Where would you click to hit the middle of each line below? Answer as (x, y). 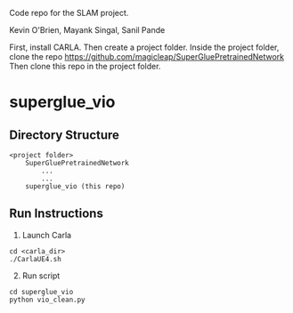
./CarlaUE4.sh (36, 259)
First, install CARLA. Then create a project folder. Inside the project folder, (144, 47)
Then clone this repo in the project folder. (85, 66)
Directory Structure (65, 135)
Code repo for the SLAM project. (69, 13)
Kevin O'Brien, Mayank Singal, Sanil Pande (87, 30)
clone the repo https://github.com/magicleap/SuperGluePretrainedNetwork (147, 56)
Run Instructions (57, 214)
